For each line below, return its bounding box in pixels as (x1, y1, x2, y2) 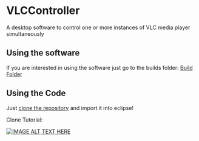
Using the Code (6, 88, 66, 98)
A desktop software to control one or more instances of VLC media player (6, 24, 191, 31)
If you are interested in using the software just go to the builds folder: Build (6, 64, 193, 71)
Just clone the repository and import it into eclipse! (6, 104, 134, 111)
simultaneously (6, 30, 44, 37)
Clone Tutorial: (6, 116, 43, 123)
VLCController (6, 4, 80, 18)
